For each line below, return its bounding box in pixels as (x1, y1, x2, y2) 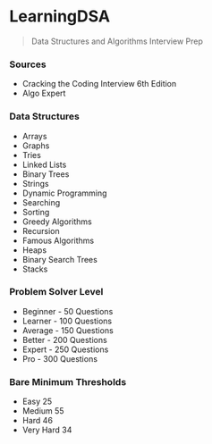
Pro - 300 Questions (21, 353, 98, 364)
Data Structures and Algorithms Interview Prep (30, 36, 204, 46)
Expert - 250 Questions (21, 344, 109, 355)
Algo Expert (21, 88, 66, 99)
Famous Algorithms (21, 235, 95, 246)
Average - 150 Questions (21, 324, 114, 336)
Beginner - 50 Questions (21, 306, 114, 316)
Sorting (21, 206, 50, 217)
